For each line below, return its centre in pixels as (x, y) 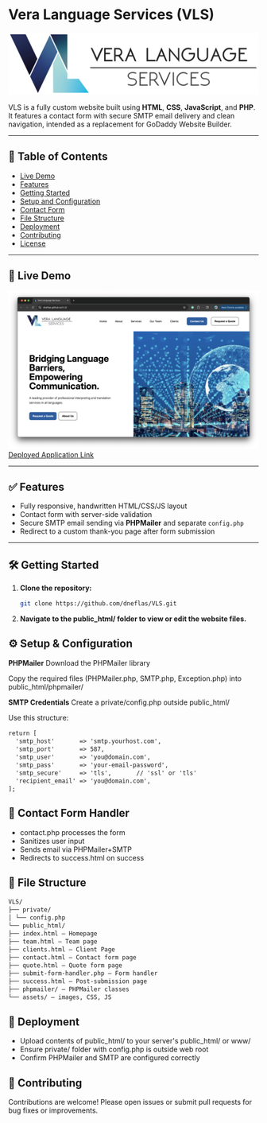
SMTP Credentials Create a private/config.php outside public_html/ (119, 702)
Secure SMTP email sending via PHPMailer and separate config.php (132, 523)
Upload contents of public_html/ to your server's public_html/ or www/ (135, 1041)
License (33, 243)
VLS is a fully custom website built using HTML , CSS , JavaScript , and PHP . (132, 107)
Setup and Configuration (60, 201)
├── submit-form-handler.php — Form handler (83, 973)
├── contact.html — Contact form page (72, 958)
